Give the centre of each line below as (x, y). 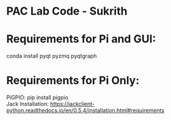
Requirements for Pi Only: (73, 81)
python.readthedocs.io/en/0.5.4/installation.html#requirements (85, 110)
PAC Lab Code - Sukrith (67, 11)
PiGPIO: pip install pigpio (37, 97)
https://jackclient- (72, 104)
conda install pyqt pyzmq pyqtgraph (52, 56)
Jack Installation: (27, 104)
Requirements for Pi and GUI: (81, 39)
